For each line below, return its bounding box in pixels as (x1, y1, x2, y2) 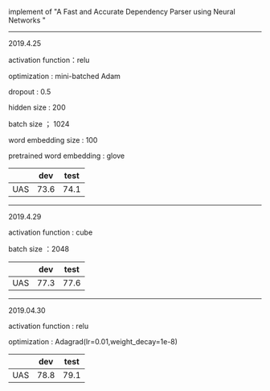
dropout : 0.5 (8, 87, 51, 96)
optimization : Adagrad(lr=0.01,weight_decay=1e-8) (8, 337, 178, 346)
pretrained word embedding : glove (8, 151, 125, 160)
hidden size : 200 (8, 102, 66, 112)
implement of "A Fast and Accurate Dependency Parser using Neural (8, 7, 235, 16)
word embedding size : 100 (8, 135, 98, 144)
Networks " (8, 15, 47, 25)
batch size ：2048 (8, 244, 70, 253)
